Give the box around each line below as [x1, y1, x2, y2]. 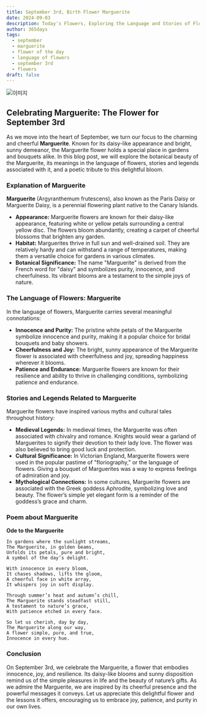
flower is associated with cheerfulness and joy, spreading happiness [15, 352, 189, 359]
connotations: [6, 314, 41, 322]
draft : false [6, 72, 40, 78]
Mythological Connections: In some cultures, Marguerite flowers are [15, 478, 191, 485]
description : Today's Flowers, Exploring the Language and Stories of [6, 20, 191, 26]
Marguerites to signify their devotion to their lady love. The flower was [15, 439, 193, 446]
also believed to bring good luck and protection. [15, 445, 137, 453]
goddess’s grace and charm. [15, 497, 88, 505]
